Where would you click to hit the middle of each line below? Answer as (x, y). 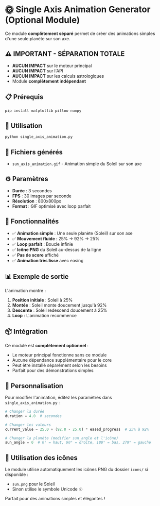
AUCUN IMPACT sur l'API (37, 71)
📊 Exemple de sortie (37, 277)
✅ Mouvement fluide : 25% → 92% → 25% (56, 238)
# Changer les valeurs (28, 425)
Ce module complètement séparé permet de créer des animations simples (80, 34)
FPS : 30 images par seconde (42, 196)
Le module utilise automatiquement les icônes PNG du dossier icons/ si (77, 470)
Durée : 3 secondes (32, 190)
